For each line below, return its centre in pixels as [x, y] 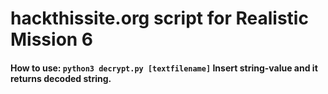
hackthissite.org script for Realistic [159, 18]
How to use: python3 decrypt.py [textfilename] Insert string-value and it [164, 68]
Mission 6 [52, 39]
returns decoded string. [61, 78]
